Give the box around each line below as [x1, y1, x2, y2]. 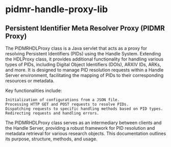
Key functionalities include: [5, 87, 62, 94]
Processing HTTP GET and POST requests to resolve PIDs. [5, 102, 129, 107]
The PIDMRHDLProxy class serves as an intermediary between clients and [5, 120, 162, 126]
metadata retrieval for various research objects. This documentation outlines [5, 131, 166, 136]
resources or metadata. [5, 78, 55, 83]
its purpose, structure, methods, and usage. [5, 136, 98, 142]
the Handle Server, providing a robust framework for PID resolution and [5, 125, 155, 131]
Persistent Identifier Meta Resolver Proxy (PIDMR [5, 24, 165, 33]
